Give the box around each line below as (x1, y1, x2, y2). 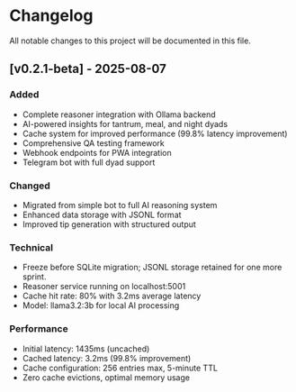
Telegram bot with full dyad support (22, 157, 156, 168)
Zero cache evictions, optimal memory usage (22, 371, 191, 383)
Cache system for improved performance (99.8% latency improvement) (22, 128, 288, 139)
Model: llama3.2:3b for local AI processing (22, 300, 180, 311)
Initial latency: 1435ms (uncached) (22, 343, 150, 354)
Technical (9, 241, 54, 253)
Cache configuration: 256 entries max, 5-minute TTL (22, 362, 219, 373)
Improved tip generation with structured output (22, 218, 196, 230)
